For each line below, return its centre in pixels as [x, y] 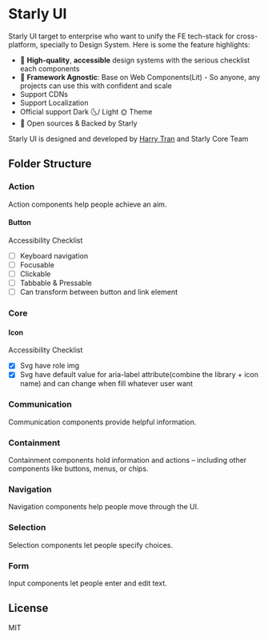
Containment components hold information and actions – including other [128, 460]
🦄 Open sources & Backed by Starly [78, 123]
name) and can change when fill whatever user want [106, 384]
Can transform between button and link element [99, 292]
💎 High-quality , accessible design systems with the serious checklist [135, 60]
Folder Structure [50, 164]
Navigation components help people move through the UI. [104, 507]
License [28, 608]
